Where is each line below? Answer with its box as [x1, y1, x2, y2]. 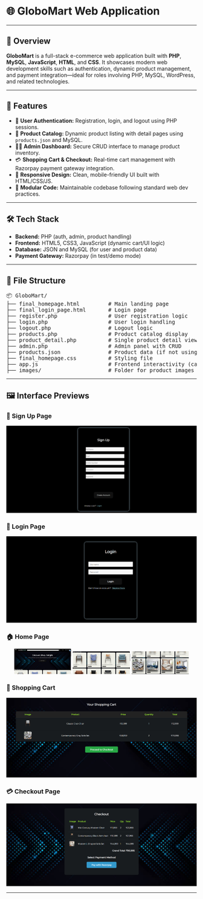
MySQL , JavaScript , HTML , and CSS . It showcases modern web [6, 59, 168, 66]
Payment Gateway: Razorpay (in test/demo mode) [14, 252, 141, 260]
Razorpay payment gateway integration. [14, 164, 115, 171]
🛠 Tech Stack [6, 214, 59, 224]
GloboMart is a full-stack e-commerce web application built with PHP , [6, 52, 181, 59]
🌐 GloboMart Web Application [6, 4, 160, 18]
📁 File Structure [6, 275, 66, 286]
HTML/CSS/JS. [14, 177, 53, 185]
